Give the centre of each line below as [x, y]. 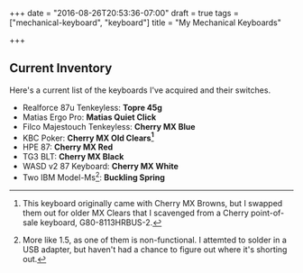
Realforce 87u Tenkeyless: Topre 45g [92, 107]
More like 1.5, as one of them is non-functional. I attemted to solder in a [154, 240]
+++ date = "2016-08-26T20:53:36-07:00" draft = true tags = [124, 13]
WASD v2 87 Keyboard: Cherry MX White [100, 167]
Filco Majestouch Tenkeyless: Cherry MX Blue [109, 126]
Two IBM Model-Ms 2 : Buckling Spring [93, 177]
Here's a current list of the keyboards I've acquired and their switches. [140, 90]
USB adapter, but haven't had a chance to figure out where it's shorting [155, 250]
